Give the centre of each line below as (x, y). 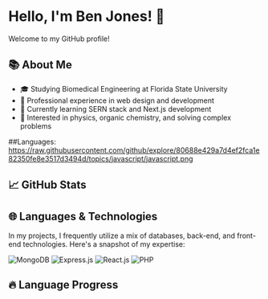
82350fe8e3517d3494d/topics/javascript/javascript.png (101, 158)
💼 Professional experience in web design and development (117, 100)
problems (36, 126)
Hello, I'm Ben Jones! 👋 (87, 16)
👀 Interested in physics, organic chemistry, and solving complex (125, 117)
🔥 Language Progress (63, 285)
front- (246, 236)
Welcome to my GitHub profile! (59, 39)
